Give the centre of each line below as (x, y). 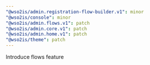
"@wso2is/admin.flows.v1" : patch (48, 23)
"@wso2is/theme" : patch (36, 40)
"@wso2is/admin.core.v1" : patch (46, 29)
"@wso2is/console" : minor (38, 17)
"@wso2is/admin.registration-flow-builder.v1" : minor (75, 12)
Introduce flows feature (35, 57)
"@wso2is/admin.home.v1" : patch (46, 34)
